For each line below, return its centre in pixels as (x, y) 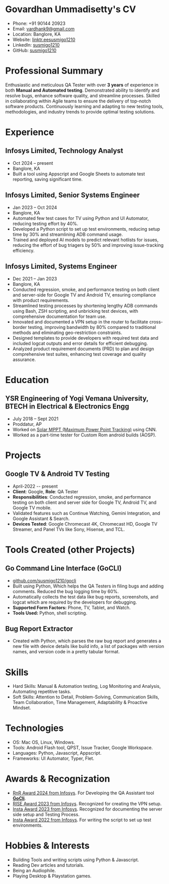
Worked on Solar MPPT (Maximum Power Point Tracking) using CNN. (85, 429)
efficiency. (23, 250)
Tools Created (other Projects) (70, 550)
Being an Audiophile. (34, 871)
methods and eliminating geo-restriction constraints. (67, 333)
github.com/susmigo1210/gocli (45, 580)
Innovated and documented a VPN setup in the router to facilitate (80, 322)
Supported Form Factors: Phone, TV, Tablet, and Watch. (71, 607)
